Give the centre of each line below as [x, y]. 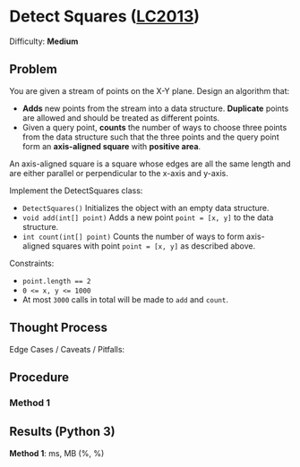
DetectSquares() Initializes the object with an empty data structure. [146, 208]
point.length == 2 [56, 281]
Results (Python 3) [62, 432]
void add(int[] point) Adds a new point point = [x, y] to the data [148, 217]
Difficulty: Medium [44, 41]
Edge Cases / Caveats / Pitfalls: [67, 349]
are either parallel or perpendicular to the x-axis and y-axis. [119, 173]
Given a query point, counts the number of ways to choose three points [154, 127]
